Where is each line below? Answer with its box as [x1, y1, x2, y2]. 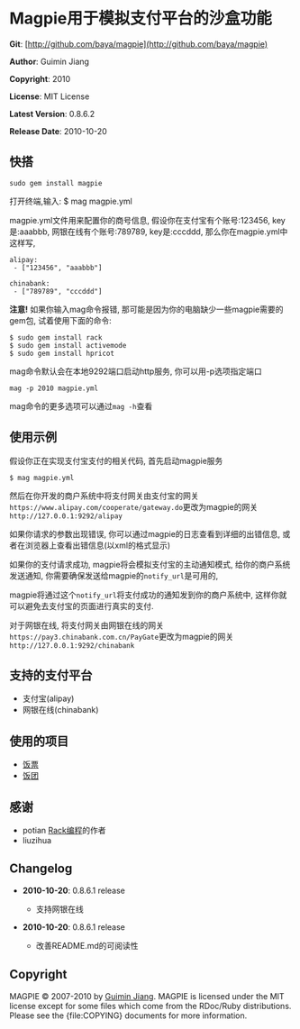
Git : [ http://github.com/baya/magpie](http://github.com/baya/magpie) [9, 38, 268, 50]
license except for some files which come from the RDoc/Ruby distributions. [9, 1000, 292, 1011]
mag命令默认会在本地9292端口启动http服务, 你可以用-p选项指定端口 [9, 366, 263, 377]
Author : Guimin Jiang [9, 56, 90, 67]
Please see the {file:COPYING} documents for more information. [9, 1010, 248, 1021]
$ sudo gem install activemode [9, 341, 127, 350]
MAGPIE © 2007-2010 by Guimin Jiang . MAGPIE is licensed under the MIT [9, 990, 286, 1001]
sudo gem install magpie [9, 178, 103, 187]
